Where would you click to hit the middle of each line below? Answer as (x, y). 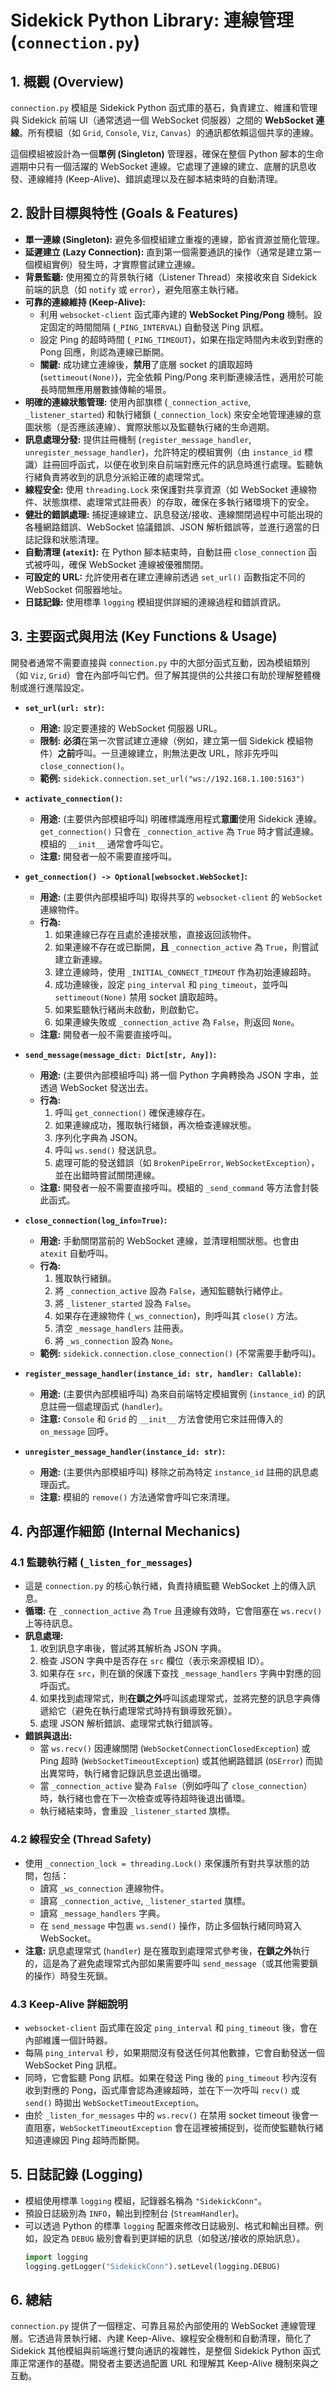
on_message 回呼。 (77, 1431)
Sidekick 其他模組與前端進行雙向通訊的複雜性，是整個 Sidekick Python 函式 (166, 2351)
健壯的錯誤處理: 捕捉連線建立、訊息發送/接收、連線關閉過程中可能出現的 (173, 514)
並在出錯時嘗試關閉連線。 (107, 1175)
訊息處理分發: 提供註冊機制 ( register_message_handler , (138, 439)
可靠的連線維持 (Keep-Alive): (85, 302)
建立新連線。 (81, 959)
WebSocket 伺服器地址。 (76, 589)
